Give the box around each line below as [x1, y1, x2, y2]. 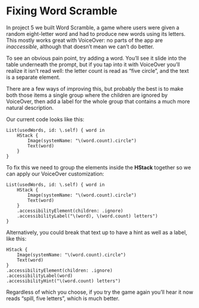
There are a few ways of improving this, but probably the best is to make [6, 85, 184, 92]
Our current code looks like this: [6, 115, 85, 123]
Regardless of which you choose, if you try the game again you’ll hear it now [6, 288, 194, 295]
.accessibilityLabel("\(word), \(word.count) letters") [17, 213, 159, 219]
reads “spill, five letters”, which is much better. [6, 294, 120, 302]
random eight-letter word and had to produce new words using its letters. [6, 30, 186, 37]
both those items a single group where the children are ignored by [6, 91, 168, 98]
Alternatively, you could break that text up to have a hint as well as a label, [6, 229, 188, 236]
